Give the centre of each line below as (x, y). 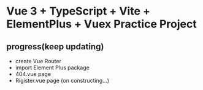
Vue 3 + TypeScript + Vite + (78, 11)
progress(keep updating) (55, 47)
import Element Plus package (52, 67)
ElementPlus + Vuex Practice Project (102, 24)
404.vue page (33, 74)
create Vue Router (38, 61)
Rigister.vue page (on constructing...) (62, 81)
